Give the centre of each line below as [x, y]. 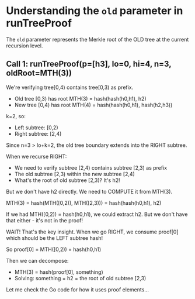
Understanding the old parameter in [95, 11]
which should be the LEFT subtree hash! [55, 238]
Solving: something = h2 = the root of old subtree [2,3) [80, 278]
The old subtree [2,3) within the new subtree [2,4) [75, 174]
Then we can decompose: [37, 260]
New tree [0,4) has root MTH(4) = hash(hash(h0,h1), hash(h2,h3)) [93, 105]
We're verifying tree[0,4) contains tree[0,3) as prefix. [70, 87]
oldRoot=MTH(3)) [39, 73]
